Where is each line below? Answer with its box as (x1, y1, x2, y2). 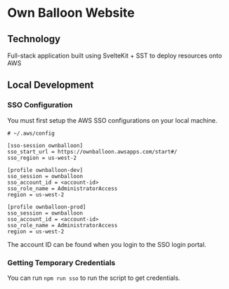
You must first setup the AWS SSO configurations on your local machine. (7, 116, 218, 124)
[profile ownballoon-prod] (7, 203, 86, 210)
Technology (7, 33, 61, 45)
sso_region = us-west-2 (7, 154, 77, 161)
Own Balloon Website (7, 5, 135, 21)
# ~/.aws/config (7, 130, 55, 137)
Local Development (7, 79, 94, 91)
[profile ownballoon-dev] (7, 166, 83, 173)
